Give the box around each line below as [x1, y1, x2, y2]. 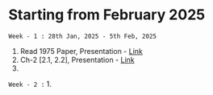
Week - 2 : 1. [8, 79, 52, 89]
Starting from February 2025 [8, 6, 206, 24]
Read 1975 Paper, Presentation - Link [19, 46, 143, 56]
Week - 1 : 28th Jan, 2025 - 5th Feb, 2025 [8, 32, 157, 40]
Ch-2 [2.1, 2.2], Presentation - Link [19, 55, 135, 64]
